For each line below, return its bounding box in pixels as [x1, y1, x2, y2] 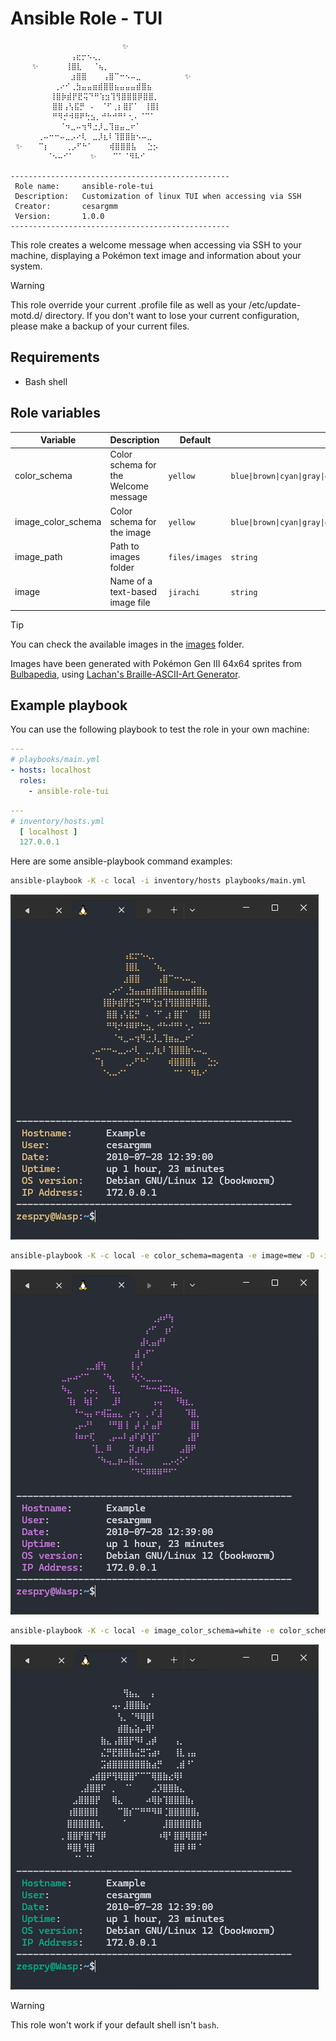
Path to [109, 540, 140, 552]
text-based [109, 586, 157, 598]
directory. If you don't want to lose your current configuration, [44, 309, 300, 321]
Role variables [10, 405, 101, 422]
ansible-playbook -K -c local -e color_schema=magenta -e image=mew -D [10, 1251, 315, 1261]
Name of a [109, 575, 153, 587]
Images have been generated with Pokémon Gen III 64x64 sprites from [10, 657, 303, 669]
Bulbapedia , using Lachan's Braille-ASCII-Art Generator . [10, 668, 241, 680]
